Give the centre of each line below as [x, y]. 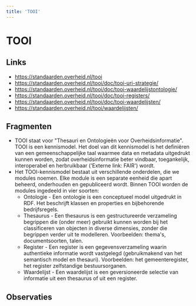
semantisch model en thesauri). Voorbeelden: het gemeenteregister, [106, 259]
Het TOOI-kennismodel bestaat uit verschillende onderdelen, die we [97, 172]
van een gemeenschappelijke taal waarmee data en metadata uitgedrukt [102, 153]
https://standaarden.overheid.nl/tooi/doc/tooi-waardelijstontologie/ [96, 89]
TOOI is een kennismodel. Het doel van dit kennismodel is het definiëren [102, 147]
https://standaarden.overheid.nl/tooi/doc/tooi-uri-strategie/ [87, 83]
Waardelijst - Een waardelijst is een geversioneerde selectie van [101, 272]
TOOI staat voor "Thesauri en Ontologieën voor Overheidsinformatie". [99, 141]
